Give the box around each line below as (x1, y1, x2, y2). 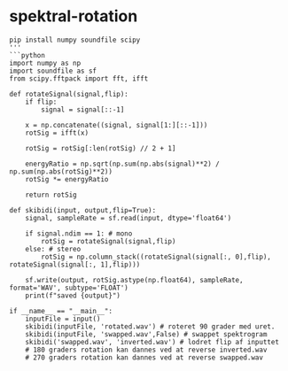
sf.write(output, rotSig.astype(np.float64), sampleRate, (25, 275, 244, 284)
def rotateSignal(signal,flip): (9, 89, 128, 98)
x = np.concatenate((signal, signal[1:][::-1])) (25, 120, 208, 129)
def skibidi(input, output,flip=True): (9, 205, 157, 214)
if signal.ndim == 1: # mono (25, 228, 133, 238)
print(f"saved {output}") (25, 290, 121, 300)
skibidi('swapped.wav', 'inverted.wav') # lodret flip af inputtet (25, 337, 279, 346)
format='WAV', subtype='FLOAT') (9, 283, 128, 292)
